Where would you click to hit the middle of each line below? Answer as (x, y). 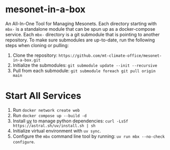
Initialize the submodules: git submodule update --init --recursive (85, 65)
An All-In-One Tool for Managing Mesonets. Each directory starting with (81, 24)
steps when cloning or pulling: (37, 45)
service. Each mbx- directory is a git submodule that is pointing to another (82, 34)
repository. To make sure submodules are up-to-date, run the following (80, 40)
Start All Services (43, 96)
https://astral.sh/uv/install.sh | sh (54, 126)
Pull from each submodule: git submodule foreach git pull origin (84, 71)
